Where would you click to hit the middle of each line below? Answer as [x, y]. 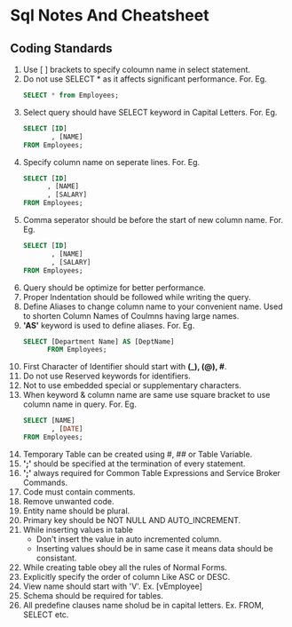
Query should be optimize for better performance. [114, 287]
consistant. [56, 558]
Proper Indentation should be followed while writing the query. [137, 297]
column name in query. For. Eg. [79, 404]
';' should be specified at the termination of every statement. [134, 464]
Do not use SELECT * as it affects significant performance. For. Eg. [145, 79]
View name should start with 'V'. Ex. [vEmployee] [113, 586]
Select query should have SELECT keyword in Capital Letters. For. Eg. [150, 112]
